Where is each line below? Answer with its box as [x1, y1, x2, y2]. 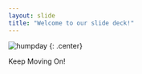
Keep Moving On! [8, 56, 66, 66]
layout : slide [8, 11, 56, 20]
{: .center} [49, 41, 83, 50]
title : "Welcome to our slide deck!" [8, 19, 135, 27]
